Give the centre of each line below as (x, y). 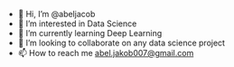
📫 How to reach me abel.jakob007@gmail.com (106, 53)
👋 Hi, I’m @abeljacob (56, 14)
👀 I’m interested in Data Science (77, 24)
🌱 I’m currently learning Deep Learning (90, 33)
